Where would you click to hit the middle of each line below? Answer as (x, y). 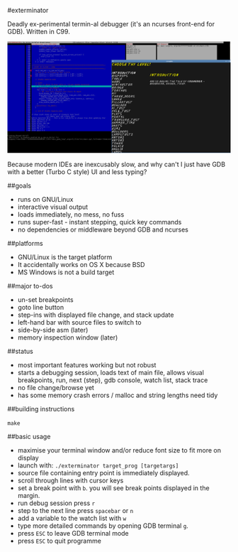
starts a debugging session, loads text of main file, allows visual (110, 373)
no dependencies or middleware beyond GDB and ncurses (103, 229)
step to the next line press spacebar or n (75, 511)
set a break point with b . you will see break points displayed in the (114, 488)
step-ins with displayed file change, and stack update (96, 315)
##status (20, 352)
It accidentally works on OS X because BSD (81, 265)
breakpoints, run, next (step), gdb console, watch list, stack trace (113, 380)
